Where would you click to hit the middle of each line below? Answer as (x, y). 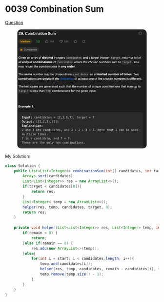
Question (14, 23)
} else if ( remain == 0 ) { (48, 243)
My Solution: (18, 156)
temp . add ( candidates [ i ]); (66, 264)
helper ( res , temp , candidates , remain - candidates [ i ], (98, 269)
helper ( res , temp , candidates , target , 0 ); (67, 207)
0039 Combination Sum (54, 9)
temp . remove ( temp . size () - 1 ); (72, 274)
